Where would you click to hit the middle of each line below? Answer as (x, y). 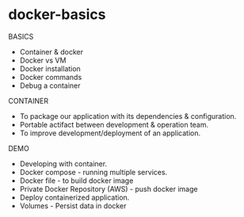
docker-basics (57, 15)
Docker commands (51, 77)
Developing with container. (63, 163)
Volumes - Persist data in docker (73, 206)
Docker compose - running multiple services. (93, 172)
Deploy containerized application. (74, 197)
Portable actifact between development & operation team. (114, 124)
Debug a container (50, 86)
